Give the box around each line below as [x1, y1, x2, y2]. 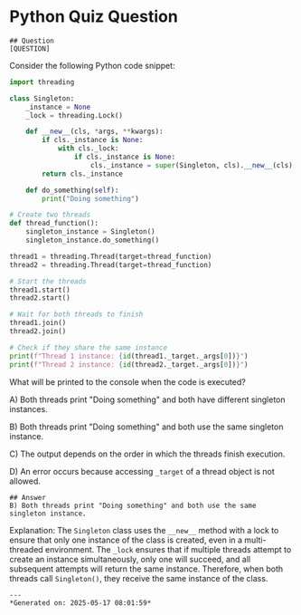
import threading [9, 77, 75, 87]
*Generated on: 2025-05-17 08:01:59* [9, 598, 152, 608]
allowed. [9, 476, 41, 486]
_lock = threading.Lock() [25, 111, 124, 120]
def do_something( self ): [25, 186, 119, 195]
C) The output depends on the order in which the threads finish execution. [9, 448, 286, 459]
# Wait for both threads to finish [9, 310, 144, 319]
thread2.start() [9, 293, 71, 303]
